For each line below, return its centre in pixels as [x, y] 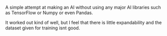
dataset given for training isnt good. [43, 28]
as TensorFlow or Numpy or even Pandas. [49, 13]
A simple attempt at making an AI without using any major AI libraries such [83, 7]
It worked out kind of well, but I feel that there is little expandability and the [83, 23]
